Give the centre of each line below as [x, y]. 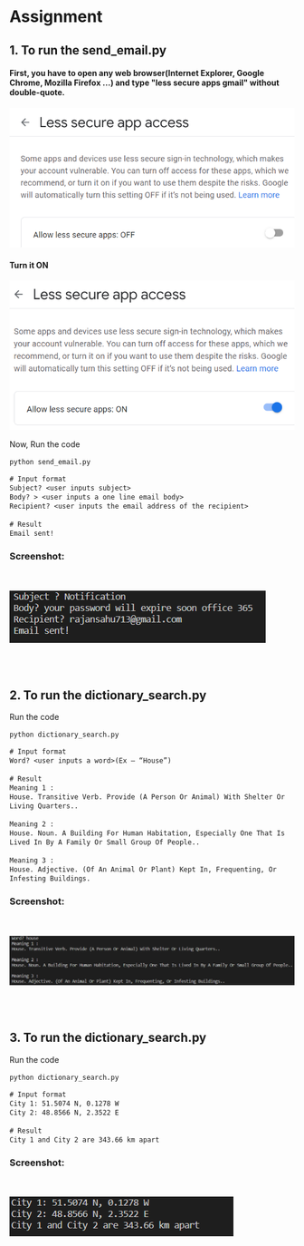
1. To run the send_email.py [88, 50]
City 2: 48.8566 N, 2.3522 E [64, 1113]
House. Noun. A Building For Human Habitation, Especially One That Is [147, 833]
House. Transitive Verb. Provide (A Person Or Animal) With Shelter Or [147, 797]
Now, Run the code [45, 444]
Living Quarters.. [44, 806]
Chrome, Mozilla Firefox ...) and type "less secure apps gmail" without [144, 83]
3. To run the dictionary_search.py [108, 1038]
